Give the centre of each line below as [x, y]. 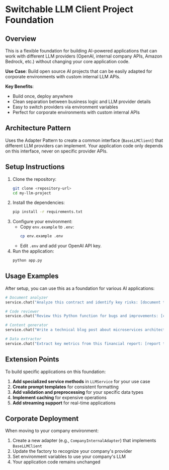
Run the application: [33, 251]
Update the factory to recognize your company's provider [72, 451]
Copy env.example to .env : [47, 227]
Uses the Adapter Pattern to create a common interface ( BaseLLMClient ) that [84, 140]
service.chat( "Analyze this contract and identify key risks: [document [83, 302]
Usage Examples [32, 276]
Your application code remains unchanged [56, 462]
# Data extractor [23, 339]
